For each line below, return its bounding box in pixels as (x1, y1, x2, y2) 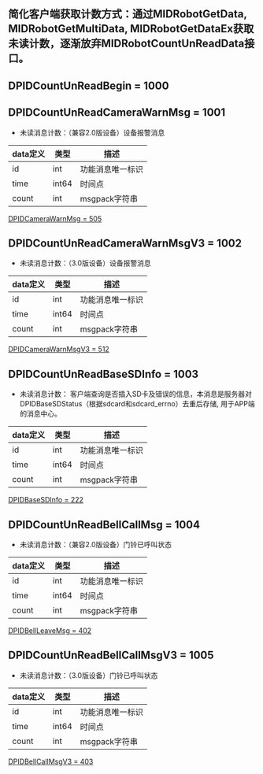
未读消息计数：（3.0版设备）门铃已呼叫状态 (19, 670, 158, 680)
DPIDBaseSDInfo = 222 (8, 495, 84, 505)
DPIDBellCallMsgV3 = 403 (8, 757, 94, 766)
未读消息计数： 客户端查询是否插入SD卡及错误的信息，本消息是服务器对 (19, 389, 252, 399)
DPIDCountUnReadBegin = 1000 (8, 79, 169, 92)
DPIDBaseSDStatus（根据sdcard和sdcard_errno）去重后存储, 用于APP (19, 399, 248, 409)
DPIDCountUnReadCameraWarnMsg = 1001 (8, 106, 226, 120)
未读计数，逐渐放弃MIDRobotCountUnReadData (8, 37, 245, 50)
